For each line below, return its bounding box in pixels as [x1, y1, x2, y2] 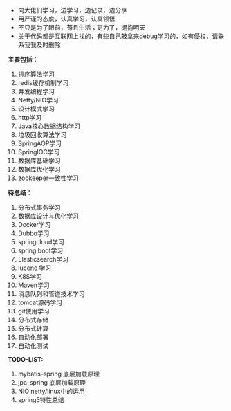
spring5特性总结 [17, 396, 64, 403]
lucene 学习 [17, 264, 51, 272]
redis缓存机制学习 [17, 79, 69, 86]
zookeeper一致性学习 [17, 174, 79, 182]
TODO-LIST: [8, 356, 44, 363]
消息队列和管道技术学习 [17, 290, 85, 298]
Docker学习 [17, 221, 51, 228]
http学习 [17, 113, 42, 121]
